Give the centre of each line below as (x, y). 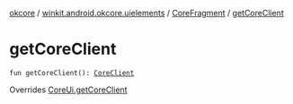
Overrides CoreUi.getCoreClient (68, 90)
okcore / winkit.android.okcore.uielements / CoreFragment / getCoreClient (147, 13)
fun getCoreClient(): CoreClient (72, 73)
